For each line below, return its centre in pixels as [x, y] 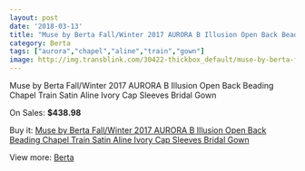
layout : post [34, 18]
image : [22, 60]
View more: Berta [42, 157]
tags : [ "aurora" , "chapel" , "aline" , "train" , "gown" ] [107, 52]
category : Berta [40, 43]
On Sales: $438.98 [45, 113]
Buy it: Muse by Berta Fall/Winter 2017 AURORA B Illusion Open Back [138, 130]
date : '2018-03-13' [46, 26]
